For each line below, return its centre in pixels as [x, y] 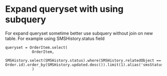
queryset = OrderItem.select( [37, 47]
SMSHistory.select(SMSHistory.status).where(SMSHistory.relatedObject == [83, 60]
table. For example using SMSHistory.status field [55, 38]
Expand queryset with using [64, 9]
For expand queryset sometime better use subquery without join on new [79, 33]
